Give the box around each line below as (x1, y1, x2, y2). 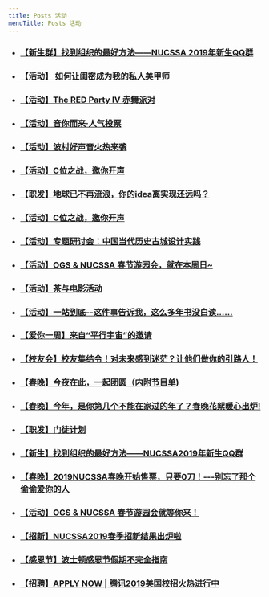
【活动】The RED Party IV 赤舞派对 (19, 94, 156, 105)
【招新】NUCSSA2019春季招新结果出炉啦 (19, 530, 182, 542)
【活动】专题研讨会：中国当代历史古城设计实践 (19, 235, 201, 247)
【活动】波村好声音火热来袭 (19, 141, 127, 153)
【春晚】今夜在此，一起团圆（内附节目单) (19, 377, 179, 388)
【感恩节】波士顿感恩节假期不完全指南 (19, 554, 168, 565)
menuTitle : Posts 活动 (8, 19, 82, 27)
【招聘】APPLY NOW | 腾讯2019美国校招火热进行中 (19, 578, 219, 589)
